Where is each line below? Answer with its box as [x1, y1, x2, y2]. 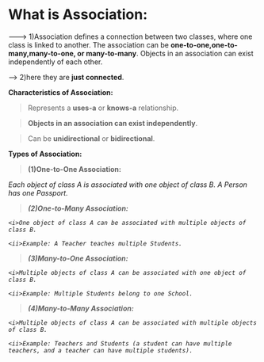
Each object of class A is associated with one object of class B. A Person [8, 180, 248, 189]
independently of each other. [8, 57, 103, 67]
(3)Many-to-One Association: [27, 253, 128, 263]
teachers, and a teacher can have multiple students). [8, 346, 193, 354]
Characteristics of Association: [8, 87, 113, 97]
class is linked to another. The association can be [8, 40, 169, 49]
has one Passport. [8, 188, 69, 197]
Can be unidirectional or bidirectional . [27, 133, 155, 143]
